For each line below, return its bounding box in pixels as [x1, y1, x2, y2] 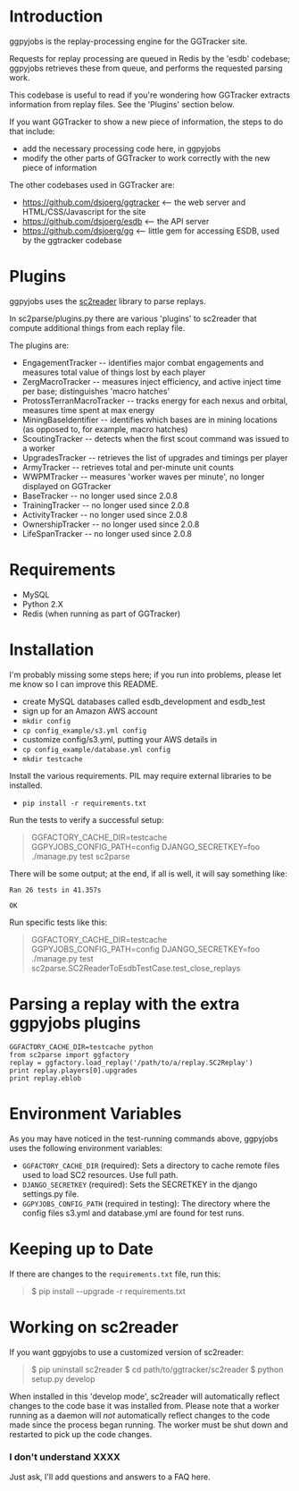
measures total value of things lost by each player [21, 367, 206, 377]
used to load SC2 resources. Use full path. [21, 1169, 179, 1180]
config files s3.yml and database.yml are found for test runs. [21, 1207, 245, 1218]
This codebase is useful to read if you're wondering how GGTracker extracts [9, 89, 291, 100]
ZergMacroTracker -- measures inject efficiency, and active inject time [21, 376, 281, 386]
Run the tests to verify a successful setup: [9, 814, 164, 825]
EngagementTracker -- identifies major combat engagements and [21, 357, 264, 368]
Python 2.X [21, 598, 64, 609]
